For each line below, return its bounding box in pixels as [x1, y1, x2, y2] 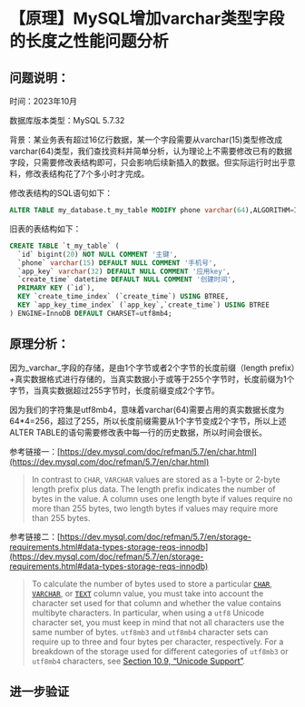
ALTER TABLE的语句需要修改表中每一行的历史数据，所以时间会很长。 [9, 427, 268, 437]
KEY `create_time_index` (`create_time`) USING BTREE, [17, 292, 230, 301]
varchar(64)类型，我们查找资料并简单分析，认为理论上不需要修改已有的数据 [9, 146, 293, 156]
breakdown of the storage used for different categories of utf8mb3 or [31, 645, 289, 656]
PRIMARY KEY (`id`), [17, 283, 95, 293]
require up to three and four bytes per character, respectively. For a [31, 636, 284, 647]
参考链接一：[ [9, 446, 61, 457]
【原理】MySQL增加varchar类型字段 [9, 8, 285, 29]
